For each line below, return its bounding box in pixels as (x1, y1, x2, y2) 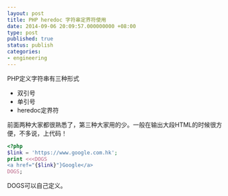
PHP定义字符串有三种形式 (7, 74, 80, 82)
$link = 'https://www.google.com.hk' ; (7, 149, 118, 156)
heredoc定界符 (16, 106, 60, 114)
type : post (7, 29, 38, 36)
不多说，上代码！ (18, 129, 67, 137)
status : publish (7, 42, 53, 49)
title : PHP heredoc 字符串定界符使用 (7, 16, 107, 23)
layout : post (7, 10, 45, 17)
